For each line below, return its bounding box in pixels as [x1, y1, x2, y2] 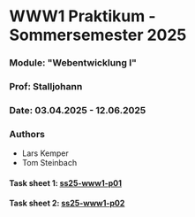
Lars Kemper [21, 148, 69, 159]
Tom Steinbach [21, 158, 78, 168]
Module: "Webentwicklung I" [9, 57, 137, 69]
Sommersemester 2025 [9, 25, 187, 45]
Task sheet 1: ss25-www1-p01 [9, 177, 122, 188]
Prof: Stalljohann [9, 81, 83, 93]
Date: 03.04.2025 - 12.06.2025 [9, 104, 146, 116]
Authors [9, 128, 46, 140]
